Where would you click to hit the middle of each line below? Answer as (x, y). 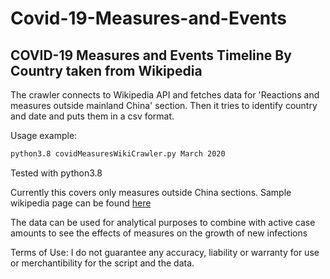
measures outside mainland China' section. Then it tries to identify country (164, 105)
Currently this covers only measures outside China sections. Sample (151, 192)
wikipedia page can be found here (81, 203)
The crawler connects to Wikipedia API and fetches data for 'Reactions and (165, 95)
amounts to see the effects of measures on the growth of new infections (159, 233)
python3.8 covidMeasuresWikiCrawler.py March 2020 (118, 154)
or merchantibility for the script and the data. (102, 263)
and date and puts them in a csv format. (92, 116)
